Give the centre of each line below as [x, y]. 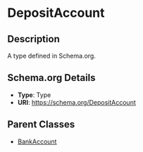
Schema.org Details [52, 78]
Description [33, 39]
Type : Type [34, 95]
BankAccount [37, 141]
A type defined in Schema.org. [52, 56]
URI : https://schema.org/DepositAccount [76, 102]
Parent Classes [41, 125]
